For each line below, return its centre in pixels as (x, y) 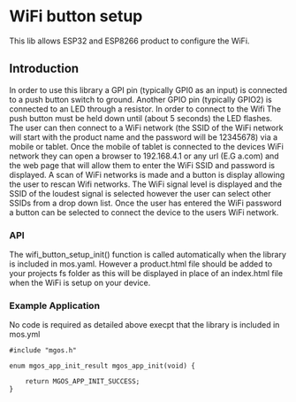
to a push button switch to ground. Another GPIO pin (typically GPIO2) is (140, 99)
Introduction (44, 69)
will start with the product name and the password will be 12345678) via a (144, 137)
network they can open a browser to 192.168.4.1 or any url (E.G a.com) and (144, 156)
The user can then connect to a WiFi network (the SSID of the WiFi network (146, 128)
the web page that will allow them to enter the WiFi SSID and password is (142, 165)
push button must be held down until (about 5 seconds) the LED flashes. (140, 118)
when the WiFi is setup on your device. (80, 283)
